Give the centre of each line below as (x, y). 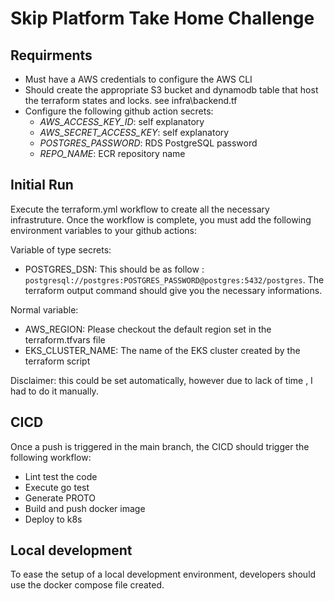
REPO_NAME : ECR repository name (112, 153)
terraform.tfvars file (65, 339)
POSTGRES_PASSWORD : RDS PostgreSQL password (148, 143)
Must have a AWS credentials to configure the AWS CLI (138, 79)
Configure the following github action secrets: (119, 111)
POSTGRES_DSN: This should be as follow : (114, 269)
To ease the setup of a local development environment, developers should (163, 574)
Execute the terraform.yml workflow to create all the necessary (140, 209)
